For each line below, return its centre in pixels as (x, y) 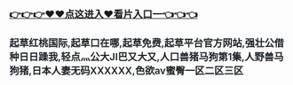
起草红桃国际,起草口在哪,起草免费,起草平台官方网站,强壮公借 (146, 42)
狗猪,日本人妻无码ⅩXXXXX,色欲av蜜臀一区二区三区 (127, 70)
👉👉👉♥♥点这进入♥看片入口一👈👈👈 (103, 14)
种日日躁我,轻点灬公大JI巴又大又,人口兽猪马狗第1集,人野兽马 (146, 56)
